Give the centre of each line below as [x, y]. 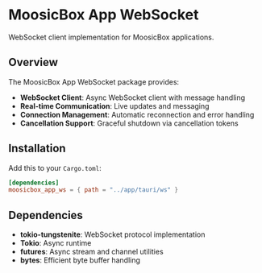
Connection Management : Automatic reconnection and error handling [137, 114]
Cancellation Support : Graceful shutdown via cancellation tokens [129, 123]
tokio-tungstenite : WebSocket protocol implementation [112, 234]
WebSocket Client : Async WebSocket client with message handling [133, 97]
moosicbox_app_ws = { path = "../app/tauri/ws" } [94, 190]
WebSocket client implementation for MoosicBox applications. [111, 37]
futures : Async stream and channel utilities [91, 252]
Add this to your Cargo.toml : [55, 168]
